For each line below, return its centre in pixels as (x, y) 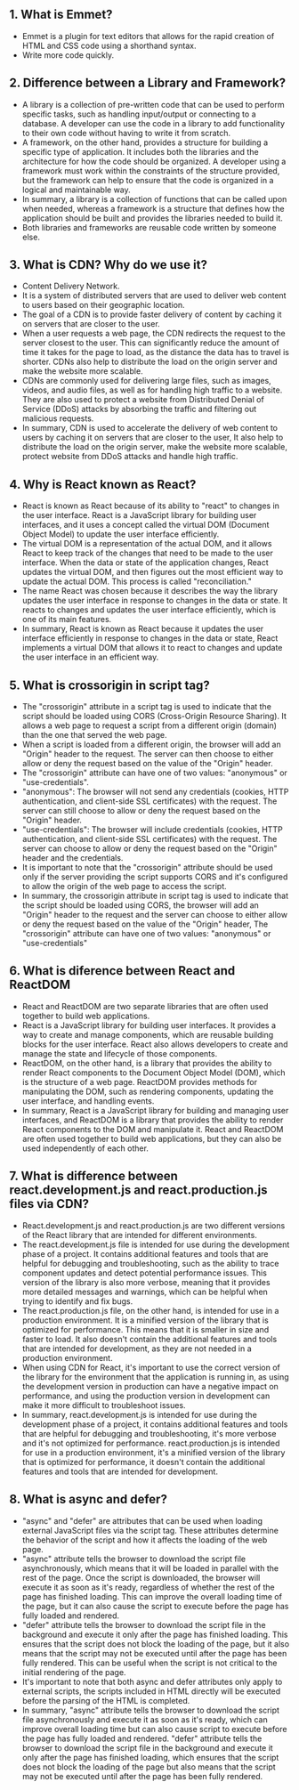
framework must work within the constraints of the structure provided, (151, 170)
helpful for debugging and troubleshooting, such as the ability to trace (150, 1263)
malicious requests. (58, 418)
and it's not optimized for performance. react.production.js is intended (151, 1443)
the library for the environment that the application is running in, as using (155, 1377)
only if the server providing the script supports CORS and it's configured (155, 877)
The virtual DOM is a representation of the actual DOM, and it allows (147, 544)
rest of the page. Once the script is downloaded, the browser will (141, 1577)
